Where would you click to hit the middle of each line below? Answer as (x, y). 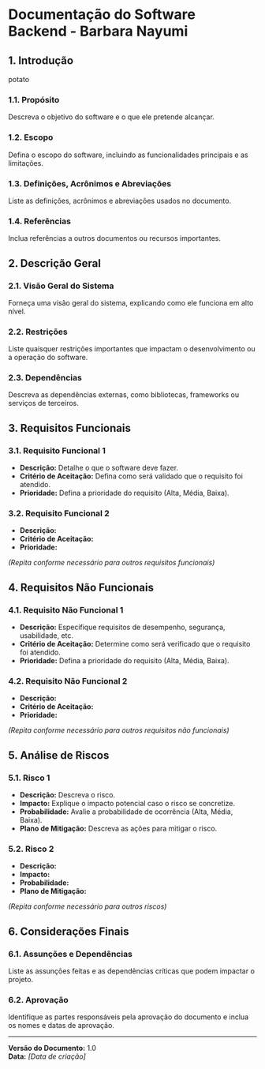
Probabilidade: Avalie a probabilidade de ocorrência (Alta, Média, (126, 812)
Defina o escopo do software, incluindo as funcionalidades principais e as (128, 155)
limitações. (26, 163)
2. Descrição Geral (54, 263)
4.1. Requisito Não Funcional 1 (66, 610)
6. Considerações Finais (69, 931)
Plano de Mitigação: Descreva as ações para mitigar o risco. (118, 829)
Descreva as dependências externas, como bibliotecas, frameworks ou (123, 395)
